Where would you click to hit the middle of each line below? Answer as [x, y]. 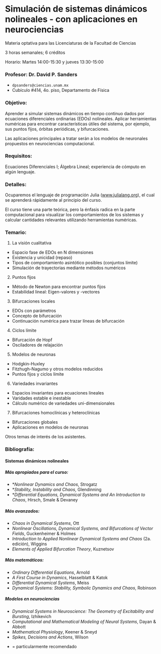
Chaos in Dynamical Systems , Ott [45, 523]
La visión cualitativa [32, 243]
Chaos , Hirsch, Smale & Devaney [45, 499]
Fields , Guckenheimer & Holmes [44, 534]
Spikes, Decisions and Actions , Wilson [50, 637]
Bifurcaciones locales [34, 301]
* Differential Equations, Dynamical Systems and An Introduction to [79, 495]
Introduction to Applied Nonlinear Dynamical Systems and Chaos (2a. [81, 538]
